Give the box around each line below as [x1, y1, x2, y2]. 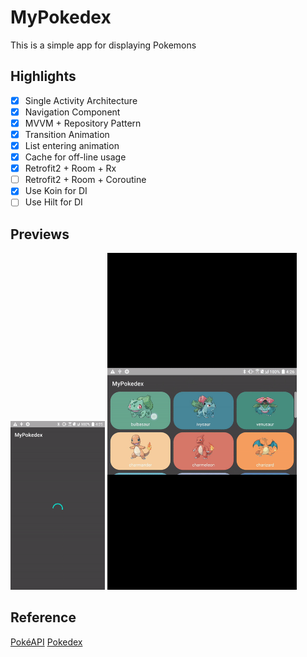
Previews [10, 226, 70, 243]
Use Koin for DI [24, 185, 88, 197]
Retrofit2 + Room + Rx [24, 162, 117, 175]
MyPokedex [10, 6, 112, 29]
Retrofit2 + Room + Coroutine [24, 174, 147, 186]
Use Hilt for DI [24, 196, 83, 208]
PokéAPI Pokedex [10, 636, 83, 648]
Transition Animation [24, 128, 110, 140]
